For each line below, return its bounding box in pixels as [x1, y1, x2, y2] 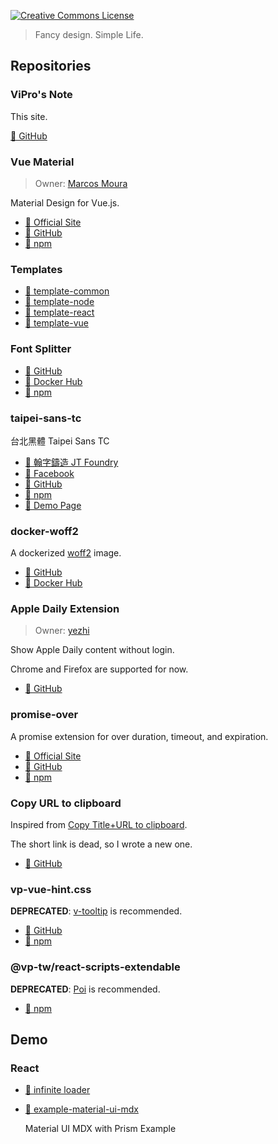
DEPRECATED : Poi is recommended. [10, 983, 161, 995]
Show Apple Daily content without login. [10, 644, 175, 656]
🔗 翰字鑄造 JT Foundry [24, 456, 119, 468]
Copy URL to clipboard [10, 796, 122, 810]
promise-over [10, 708, 79, 722]
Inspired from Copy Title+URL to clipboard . [10, 819, 188, 831]
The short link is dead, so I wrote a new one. [10, 838, 193, 850]
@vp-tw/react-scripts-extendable [10, 960, 181, 974]
